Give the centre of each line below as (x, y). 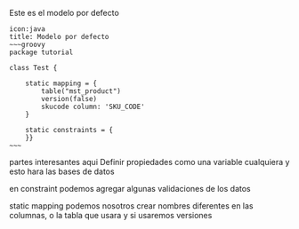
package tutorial (41, 52)
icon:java (28, 29)
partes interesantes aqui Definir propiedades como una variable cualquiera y (149, 162)
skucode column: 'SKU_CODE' (93, 107)
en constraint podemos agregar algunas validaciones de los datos (130, 189)
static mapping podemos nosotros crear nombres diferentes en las (131, 206)
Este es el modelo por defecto (65, 13)
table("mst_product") (81, 91)
